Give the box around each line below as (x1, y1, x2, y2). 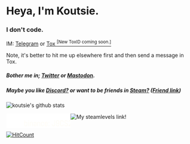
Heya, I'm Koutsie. (6, 4, 99, 18)
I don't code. (6, 26, 44, 34)
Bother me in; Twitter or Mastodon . (6, 72, 96, 79)
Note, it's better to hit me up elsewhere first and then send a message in (6, 52, 184, 59)
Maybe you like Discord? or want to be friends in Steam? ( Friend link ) (6, 87, 181, 94)
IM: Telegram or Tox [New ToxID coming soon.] (6, 39, 112, 47)
